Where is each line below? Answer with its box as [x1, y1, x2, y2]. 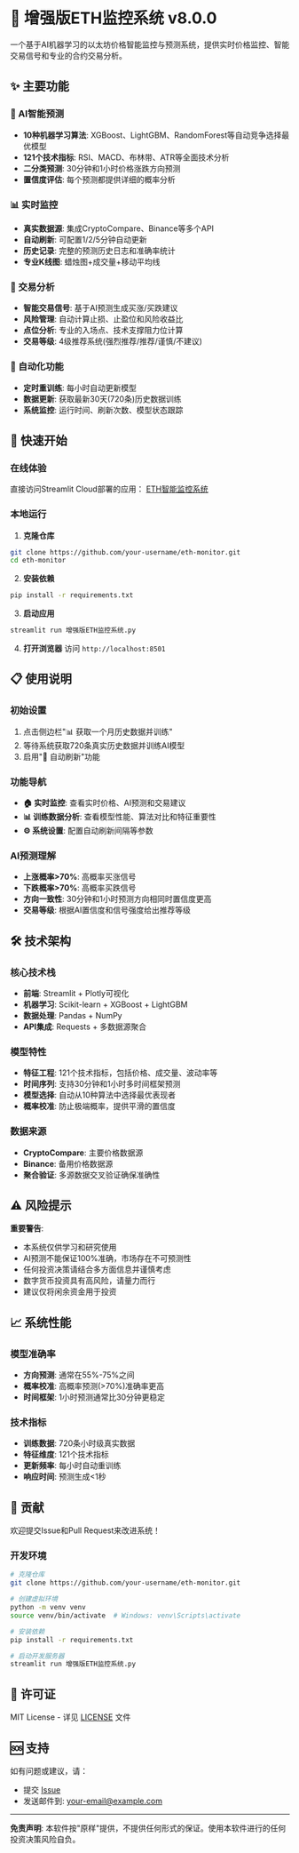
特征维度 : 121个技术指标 [22, 1450, 109, 1460]
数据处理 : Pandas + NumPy [22, 1010, 122, 1020]
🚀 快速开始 [10, 433, 67, 448]
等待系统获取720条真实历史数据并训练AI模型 [22, 739, 185, 751]
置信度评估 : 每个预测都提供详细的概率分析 [22, 174, 176, 185]
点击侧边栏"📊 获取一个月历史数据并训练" [22, 726, 173, 737]
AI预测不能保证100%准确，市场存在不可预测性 [22, 1253, 192, 1264]
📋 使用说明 [10, 672, 73, 687]
